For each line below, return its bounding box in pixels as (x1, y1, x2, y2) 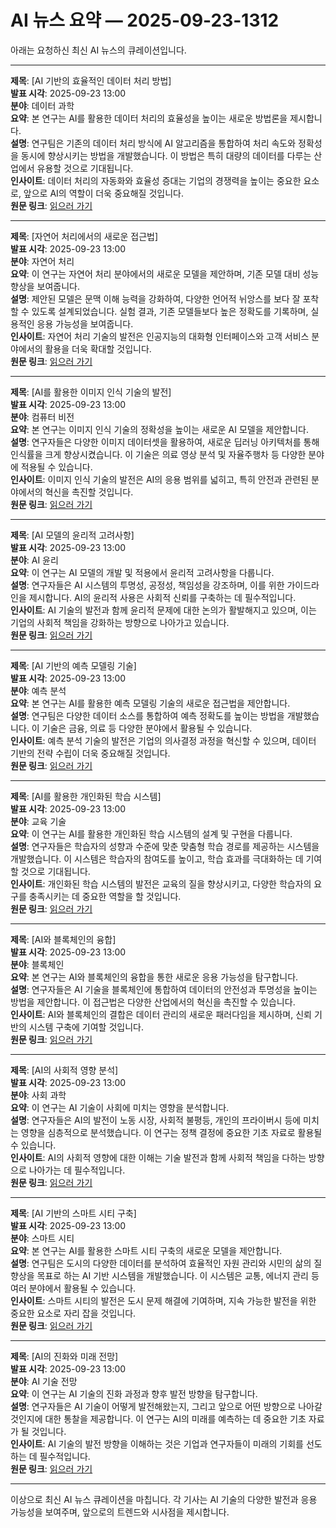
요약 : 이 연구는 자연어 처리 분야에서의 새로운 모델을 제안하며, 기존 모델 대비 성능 (10, 267, 320, 280)
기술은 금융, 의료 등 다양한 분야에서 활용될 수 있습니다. (41, 722, 253, 734)
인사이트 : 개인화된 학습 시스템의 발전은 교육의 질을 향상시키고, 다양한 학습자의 (10, 877, 312, 890)
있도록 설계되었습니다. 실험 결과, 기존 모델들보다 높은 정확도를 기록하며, (31, 305, 309, 317)
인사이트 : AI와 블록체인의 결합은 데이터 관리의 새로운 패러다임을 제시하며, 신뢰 (10, 1008, 312, 1020)
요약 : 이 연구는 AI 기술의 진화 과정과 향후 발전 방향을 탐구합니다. (10, 1387, 258, 1400)
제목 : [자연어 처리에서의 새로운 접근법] (10, 230, 159, 242)
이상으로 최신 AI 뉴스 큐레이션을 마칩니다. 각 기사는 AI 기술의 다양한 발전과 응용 (10, 1493, 318, 1505)
